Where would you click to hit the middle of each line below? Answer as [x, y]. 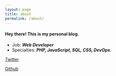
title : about [18, 14]
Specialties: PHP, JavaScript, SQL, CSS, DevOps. [62, 50]
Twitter [12, 59]
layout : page [18, 9]
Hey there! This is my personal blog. [42, 34]
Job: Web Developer [33, 45]
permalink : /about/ [25, 18]
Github [12, 69]
